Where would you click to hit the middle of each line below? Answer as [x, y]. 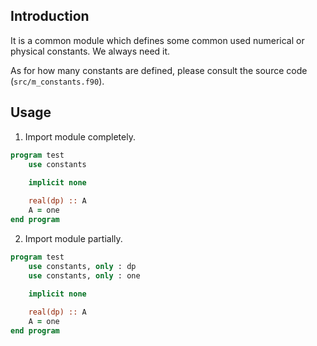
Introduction [50, 16]
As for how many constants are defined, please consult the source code [159, 70]
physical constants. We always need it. [90, 51]
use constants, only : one [84, 275]
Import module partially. [73, 238]
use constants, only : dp [82, 266]
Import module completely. [80, 136]
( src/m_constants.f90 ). [57, 81]
